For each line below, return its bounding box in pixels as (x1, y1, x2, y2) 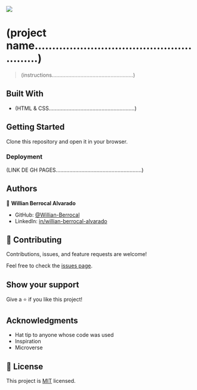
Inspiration (14, 338, 41, 345)
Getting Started (6, 122, 65, 132)
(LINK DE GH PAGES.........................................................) (6, 166, 144, 173)
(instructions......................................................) (20, 71, 136, 78)
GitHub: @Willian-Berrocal (14, 211, 80, 218)
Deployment (6, 153, 43, 161)
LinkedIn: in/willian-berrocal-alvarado (14, 217, 107, 224)
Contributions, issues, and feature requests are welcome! (6, 251, 147, 258)
